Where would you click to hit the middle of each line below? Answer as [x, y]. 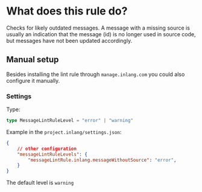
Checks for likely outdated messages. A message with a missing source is [98, 28]
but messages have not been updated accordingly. [69, 40]
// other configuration [47, 149]
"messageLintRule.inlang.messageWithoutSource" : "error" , [102, 160]
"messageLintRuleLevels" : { [52, 154]
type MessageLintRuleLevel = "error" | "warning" [70, 121]
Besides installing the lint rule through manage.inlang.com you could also [96, 74]
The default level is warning [40, 183]
